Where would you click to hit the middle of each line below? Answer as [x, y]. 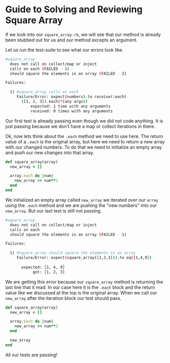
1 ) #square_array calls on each [44, 92]
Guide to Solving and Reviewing [74, 9]
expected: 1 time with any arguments [70, 106]
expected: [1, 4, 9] [43, 267]
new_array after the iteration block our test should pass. [63, 298]
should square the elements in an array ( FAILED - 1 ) [68, 234]
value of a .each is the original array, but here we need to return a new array [85, 141]
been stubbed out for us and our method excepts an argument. [71, 40]
